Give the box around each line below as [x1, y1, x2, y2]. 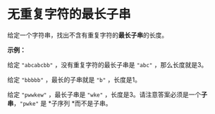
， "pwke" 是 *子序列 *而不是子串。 [13, 99, 112, 107]
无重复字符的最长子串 [7, 6, 132, 22]
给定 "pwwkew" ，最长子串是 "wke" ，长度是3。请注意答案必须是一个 [7, 90, 202, 99]
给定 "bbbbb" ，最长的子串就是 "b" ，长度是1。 [7, 75, 142, 84]
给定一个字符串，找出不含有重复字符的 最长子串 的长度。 [7, 31, 168, 39]
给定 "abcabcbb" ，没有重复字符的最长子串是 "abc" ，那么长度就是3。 [7, 60, 208, 69]
